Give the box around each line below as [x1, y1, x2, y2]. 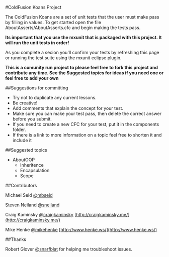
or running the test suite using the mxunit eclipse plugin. [5, 55, 122, 61]
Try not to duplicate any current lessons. [12, 95, 97, 100]
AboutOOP [12, 157, 35, 163]
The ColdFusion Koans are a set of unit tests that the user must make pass [5, 14, 159, 20]
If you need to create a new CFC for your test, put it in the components [12, 121, 159, 127]
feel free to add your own [5, 75, 59, 81]
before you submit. [12, 116, 52, 122]
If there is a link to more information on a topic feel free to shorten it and [12, 132, 162, 138]
